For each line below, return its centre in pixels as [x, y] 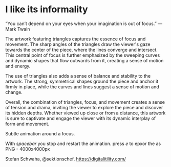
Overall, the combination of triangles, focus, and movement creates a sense [85, 102]
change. [14, 92]
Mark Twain [18, 29]
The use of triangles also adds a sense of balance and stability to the [78, 76]
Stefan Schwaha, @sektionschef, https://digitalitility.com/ [66, 159]
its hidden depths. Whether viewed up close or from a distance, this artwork [85, 113]
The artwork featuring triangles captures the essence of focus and [76, 39]
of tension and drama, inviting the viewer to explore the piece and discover [84, 107]
